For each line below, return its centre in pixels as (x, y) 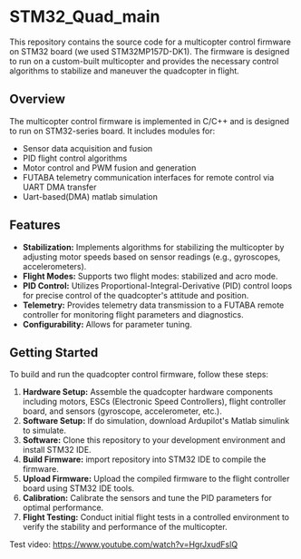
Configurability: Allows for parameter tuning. (107, 324)
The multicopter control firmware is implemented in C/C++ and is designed (150, 121)
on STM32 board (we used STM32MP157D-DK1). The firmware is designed (150, 51)
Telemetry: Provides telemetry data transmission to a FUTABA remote (153, 305)
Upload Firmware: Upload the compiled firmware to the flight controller (156, 479)
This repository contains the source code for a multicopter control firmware (150, 42)
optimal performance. (63, 508)
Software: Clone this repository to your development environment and (154, 440)
